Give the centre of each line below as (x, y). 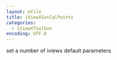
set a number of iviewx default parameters (59, 50)
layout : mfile (24, 12)
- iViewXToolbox (32, 28)
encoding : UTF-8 (26, 34)
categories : (21, 23)
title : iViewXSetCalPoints (40, 17)
